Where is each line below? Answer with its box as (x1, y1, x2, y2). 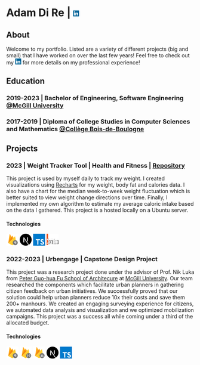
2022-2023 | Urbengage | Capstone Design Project (6, 255, 158, 264)
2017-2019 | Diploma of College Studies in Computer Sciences (6, 117, 190, 126)
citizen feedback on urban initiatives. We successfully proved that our (6, 287, 178, 295)
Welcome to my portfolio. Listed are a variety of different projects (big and (6, 45, 189, 52)
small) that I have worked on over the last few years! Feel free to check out (6, 52, 190, 59)
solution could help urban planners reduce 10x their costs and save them (6, 294, 185, 301)
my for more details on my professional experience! (6, 59, 140, 66)
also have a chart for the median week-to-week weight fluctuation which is (6, 187, 190, 194)
